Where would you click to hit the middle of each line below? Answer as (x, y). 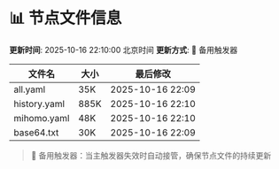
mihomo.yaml (42, 118)
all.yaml (30, 89)
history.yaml (39, 104)
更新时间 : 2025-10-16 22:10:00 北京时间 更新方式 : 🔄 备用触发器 (124, 50)
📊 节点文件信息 (66, 18)
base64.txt (36, 132)
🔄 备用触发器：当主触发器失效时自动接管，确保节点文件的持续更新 (151, 155)
